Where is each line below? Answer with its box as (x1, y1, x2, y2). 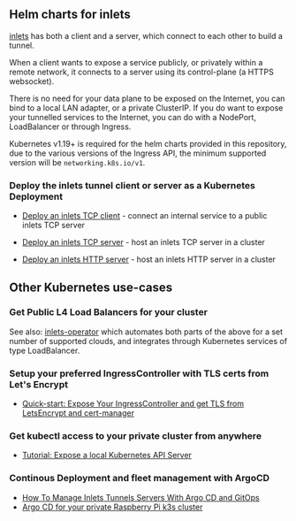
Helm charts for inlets (9, 7, 131, 22)
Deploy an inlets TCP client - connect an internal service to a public (21, 211, 268, 221)
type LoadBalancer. (9, 345, 80, 356)
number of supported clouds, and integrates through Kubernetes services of (9, 335, 288, 346)
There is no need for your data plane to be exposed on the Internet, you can (9, 93, 285, 103)
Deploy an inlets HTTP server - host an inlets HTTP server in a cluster (21, 254, 277, 264)
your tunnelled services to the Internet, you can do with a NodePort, (9, 111, 256, 122)
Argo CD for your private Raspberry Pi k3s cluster (21, 502, 203, 512)
